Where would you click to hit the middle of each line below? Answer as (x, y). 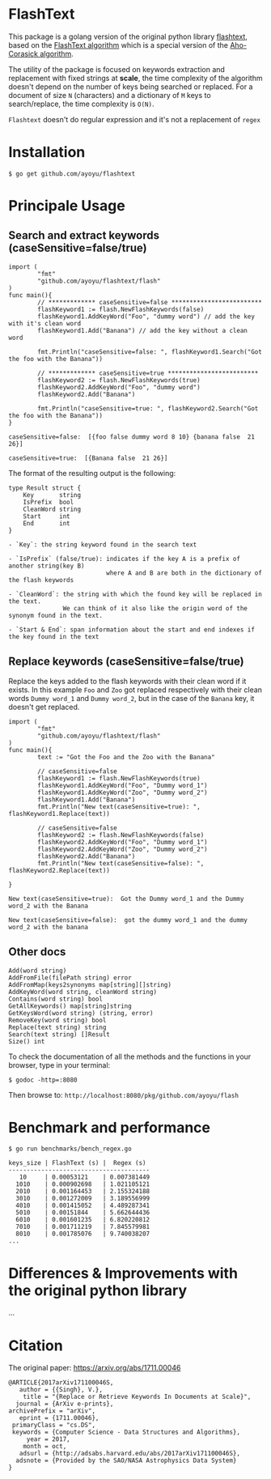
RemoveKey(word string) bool (57, 1020)
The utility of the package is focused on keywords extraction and (116, 69)
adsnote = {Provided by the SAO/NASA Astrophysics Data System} (126, 1461)
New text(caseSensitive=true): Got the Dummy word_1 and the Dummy (126, 899)
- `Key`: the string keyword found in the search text (103, 544)
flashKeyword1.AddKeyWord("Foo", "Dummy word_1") (123, 785)
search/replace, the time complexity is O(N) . (81, 104)
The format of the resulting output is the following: (92, 473)
